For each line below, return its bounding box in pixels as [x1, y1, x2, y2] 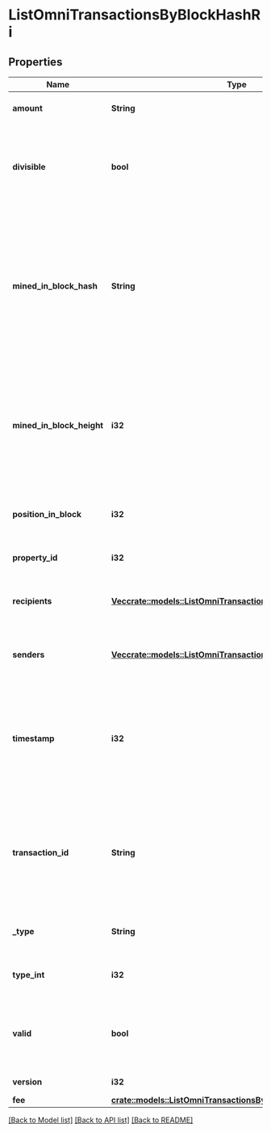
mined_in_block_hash [12, 280, 98, 292]
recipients [12, 595, 52, 607]
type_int [12, 970, 45, 980]
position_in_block [12, 509, 82, 520]
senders [12, 649, 45, 660]
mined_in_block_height [12, 420, 103, 431]
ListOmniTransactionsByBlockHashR [8, 6, 261, 24]
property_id [12, 552, 58, 563]
